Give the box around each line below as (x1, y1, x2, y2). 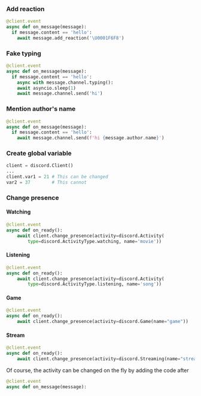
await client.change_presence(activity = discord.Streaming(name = (17, 356, 181, 362)
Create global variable (6, 149, 72, 157)
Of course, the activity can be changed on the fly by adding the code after (6, 367, 190, 374)
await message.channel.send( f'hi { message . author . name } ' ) (17, 135, 165, 141)
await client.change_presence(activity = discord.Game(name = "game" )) (17, 319, 188, 325)
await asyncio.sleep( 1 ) (17, 85, 77, 91)
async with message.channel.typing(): (17, 80, 114, 86)
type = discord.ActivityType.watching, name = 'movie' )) (28, 238, 162, 244)
